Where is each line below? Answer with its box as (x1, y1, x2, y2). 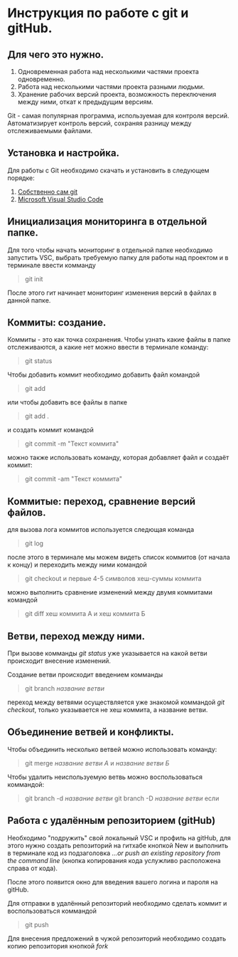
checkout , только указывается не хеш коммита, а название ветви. (7, 706, 208, 714)
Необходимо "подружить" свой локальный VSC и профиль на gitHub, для (7, 833, 231, 842)
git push (24, 920, 49, 929)
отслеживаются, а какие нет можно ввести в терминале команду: (7, 343, 209, 352)
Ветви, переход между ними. (7, 630, 146, 642)
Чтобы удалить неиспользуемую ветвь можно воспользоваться (7, 773, 203, 781)
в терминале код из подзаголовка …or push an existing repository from (7, 849, 221, 857)
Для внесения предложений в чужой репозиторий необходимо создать (7, 934, 227, 943)
